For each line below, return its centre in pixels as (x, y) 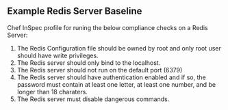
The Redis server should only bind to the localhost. (89, 63)
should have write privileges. (58, 55)
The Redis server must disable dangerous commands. (93, 99)
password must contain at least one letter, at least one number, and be (116, 84)
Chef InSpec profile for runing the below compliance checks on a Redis (107, 27)
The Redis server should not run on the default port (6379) (100, 70)
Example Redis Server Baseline (75, 11)
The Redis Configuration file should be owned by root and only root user (119, 48)
